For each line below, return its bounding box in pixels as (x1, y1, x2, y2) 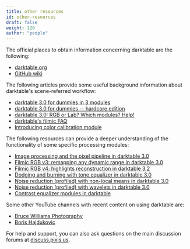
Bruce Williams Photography (14, 213, 83, 220)
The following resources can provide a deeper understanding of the (6, 135, 169, 142)
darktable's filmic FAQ (14, 117, 68, 124)
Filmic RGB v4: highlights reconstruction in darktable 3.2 (14, 165, 150, 172)
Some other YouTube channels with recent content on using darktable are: (6, 201, 185, 208)
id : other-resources (6, 14, 57, 20)
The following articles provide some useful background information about (6, 81, 182, 88)
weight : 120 (6, 25, 35, 31)
